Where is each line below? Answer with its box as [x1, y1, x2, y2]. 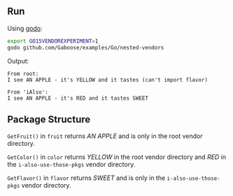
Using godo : [7, 24, 43, 32]
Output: [7, 56, 29, 65]
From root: [7, 70, 39, 77]
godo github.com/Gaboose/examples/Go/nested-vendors [7, 44, 164, 51]
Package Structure [7, 113, 91, 125]
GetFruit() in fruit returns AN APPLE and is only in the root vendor [7, 132, 203, 140]
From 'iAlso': [7, 89, 49, 96]
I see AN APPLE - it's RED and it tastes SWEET [7, 94, 149, 102]
